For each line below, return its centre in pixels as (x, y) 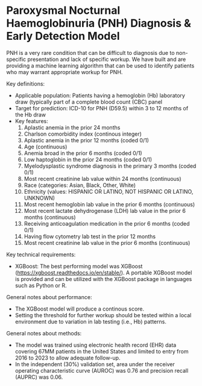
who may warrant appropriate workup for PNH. (65, 72)
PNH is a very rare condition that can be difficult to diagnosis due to (90, 52)
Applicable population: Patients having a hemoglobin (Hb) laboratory (100, 95)
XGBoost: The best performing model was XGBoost (79, 266)
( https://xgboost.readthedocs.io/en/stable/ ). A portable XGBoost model (103, 273)
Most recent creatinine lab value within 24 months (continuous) (103, 179)
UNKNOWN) (39, 198)
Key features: (31, 121)
